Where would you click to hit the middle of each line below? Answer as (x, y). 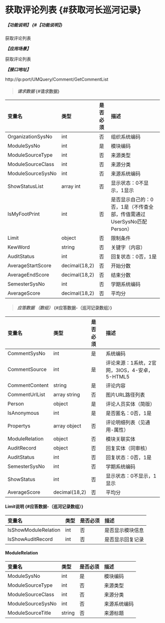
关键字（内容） (128, 248)
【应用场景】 (18, 49)
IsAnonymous (23, 413)
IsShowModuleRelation (34, 530)
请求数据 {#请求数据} (38, 91)
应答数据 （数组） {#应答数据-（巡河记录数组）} (65, 308)
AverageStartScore (29, 266)
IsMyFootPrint (24, 214)
